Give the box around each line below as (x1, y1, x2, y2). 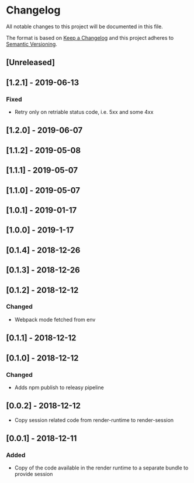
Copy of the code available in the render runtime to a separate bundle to (14, 464, 189, 471)
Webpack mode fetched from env (14, 316, 96, 323)
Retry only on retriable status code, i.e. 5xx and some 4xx (14, 109, 154, 116)
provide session (14, 471, 53, 478)
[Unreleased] (6, 58, 56, 67)
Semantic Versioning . (6, 40, 57, 48)
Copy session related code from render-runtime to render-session (14, 416, 174, 423)
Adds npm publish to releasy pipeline (14, 384, 104, 391)
